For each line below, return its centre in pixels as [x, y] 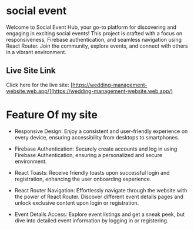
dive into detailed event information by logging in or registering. [91, 220]
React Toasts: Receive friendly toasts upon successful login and [92, 172]
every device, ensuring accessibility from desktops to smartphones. [97, 137]
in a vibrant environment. [36, 52]
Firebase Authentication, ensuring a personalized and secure [88, 155]
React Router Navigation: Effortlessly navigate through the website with [101, 190]
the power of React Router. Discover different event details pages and [99, 196]
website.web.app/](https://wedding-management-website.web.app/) [90, 91]
